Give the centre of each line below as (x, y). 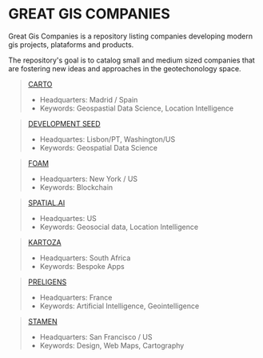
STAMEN (42, 321)
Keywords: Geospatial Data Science (99, 147)
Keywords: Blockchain (76, 187)
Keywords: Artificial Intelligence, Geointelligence (120, 306)
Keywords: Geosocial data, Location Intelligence (119, 227)
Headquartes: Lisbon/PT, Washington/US (108, 139)
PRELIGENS (47, 282)
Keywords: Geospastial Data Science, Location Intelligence (137, 108)
